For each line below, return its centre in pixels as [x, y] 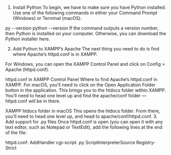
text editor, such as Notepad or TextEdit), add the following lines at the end [84, 127]
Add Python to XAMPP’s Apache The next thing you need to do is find [86, 49]
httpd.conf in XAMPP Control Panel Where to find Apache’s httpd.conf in [81, 79]
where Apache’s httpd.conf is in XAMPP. [55, 54]
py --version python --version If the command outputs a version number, [82, 28]
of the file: [16, 133]
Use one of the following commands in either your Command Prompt [85, 13]
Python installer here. [28, 39]
